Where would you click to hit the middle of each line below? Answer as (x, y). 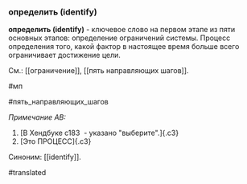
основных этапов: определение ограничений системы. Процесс (119, 38)
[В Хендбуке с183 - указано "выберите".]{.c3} (99, 133)
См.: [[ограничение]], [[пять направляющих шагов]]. (99, 71)
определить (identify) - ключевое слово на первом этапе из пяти (122, 30)
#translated (27, 173)
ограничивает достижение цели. (64, 55)
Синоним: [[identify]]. (45, 157)
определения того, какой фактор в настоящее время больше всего (124, 47)
